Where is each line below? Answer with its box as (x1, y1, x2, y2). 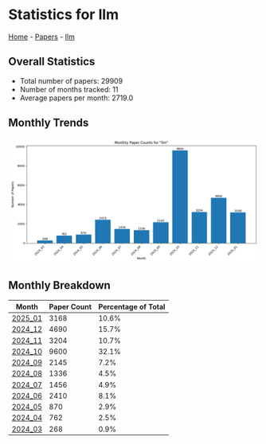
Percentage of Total (98, 302, 166, 311)
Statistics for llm (8, 6, 119, 24)
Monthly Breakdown (8, 278, 111, 292)
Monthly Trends (8, 116, 89, 130)
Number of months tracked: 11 (19, 84, 119, 94)
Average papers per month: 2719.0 (19, 93, 134, 103)
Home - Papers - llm (8, 32, 76, 41)
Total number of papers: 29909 (19, 76, 123, 85)
